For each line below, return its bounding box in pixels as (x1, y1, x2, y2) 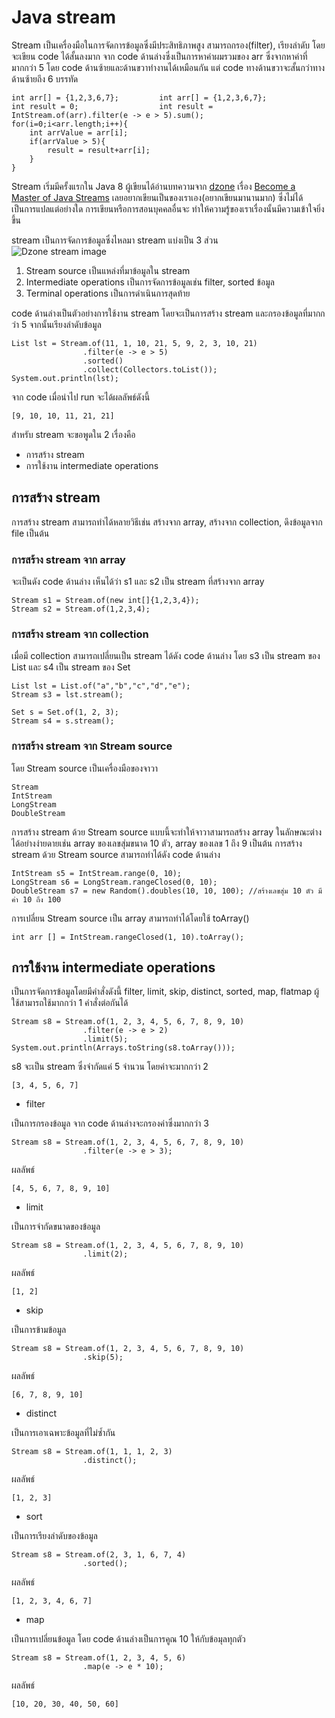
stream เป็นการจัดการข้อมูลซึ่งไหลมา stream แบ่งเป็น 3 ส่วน (11, 234, 219, 246)
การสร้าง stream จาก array (11, 552, 126, 566)
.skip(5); (82, 1352, 124, 1363)
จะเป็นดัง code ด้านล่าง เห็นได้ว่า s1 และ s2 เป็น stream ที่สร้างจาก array (11, 576, 265, 588)
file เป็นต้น (11, 527, 50, 539)
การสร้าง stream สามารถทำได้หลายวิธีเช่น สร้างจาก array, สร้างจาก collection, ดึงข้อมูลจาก (11, 516, 323, 528)
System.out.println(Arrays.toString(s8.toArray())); (11, 1043, 236, 1053)
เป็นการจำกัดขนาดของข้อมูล (11, 1221, 101, 1233)
